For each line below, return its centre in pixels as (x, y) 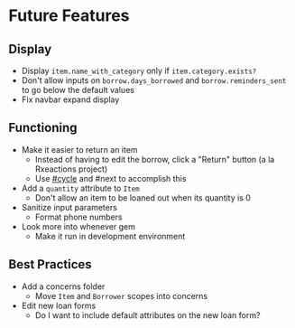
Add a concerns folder (63, 286)
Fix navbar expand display (70, 99)
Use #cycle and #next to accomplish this (111, 178)
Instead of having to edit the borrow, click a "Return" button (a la (155, 159)
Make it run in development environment (110, 236)
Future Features (69, 16)
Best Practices (50, 264)
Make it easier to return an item (79, 149)
